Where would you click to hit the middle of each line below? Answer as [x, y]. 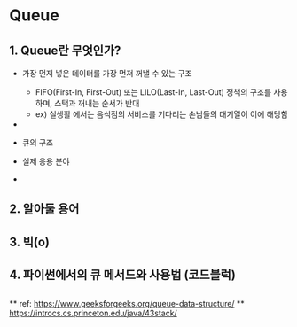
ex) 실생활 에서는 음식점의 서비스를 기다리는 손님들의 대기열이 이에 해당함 [161, 114]
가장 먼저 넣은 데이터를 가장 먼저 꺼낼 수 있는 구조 [107, 73]
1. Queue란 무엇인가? [65, 50]
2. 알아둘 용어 [44, 209]
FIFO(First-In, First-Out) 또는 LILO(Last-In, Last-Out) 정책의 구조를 [153, 92]
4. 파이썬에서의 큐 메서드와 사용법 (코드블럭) [123, 275]
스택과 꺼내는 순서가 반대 [97, 103]
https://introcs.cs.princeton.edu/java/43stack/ [93, 313]
